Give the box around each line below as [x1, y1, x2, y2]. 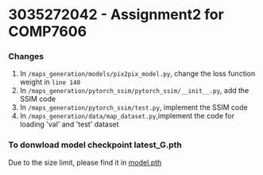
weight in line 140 [19, 77, 81, 87]
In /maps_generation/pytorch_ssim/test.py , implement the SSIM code [19, 103, 248, 112]
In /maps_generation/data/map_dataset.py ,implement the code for [19, 111, 234, 121]
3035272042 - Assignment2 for [8, 6, 224, 24]
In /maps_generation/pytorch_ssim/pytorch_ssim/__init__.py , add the [19, 86, 249, 95]
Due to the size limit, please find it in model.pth [8, 157, 162, 167]
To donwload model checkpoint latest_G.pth [8, 139, 183, 150]
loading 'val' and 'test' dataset [19, 119, 119, 129]
